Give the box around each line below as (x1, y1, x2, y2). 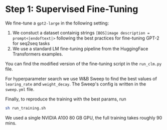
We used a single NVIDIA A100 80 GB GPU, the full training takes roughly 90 (5, 114, 162, 120)
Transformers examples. (12, 51, 63, 57)
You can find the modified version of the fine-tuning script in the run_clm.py (5, 60, 162, 66)
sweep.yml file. (5, 86, 35, 92)
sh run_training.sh (5, 105, 46, 110)
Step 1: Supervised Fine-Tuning (5, 3, 138, 15)
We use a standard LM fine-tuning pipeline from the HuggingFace (12, 45, 148, 51)
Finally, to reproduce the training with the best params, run (5, 96, 126, 102)
